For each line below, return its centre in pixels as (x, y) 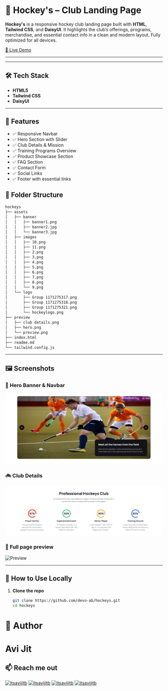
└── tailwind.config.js (30, 348)
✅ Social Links (27, 173)
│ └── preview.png (27, 333)
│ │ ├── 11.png (25, 247)
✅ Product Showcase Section (43, 156)
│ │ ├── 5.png (24, 267)
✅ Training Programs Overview (44, 151)
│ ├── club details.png (32, 323)
